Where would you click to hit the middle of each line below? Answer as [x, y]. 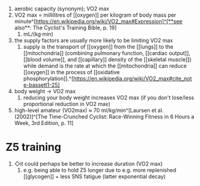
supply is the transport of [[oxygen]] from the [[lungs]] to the [98, 47]
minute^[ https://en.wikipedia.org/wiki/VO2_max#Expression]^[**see [98, 21]
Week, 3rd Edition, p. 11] [44, 123]
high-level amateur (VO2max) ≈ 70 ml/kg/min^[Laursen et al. [89, 110]
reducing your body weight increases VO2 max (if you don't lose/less [109, 97]
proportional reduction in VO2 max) [67, 104]
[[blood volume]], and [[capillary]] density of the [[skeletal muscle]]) [107, 60]
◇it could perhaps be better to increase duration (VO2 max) [88, 163]
